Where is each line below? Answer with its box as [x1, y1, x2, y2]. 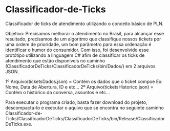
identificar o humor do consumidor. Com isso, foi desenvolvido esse [5, 47, 150, 53]
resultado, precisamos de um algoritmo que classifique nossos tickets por [5, 36, 161, 42]
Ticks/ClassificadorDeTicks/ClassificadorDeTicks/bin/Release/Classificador [5, 115, 165, 121]
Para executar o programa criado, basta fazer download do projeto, [5, 99, 147, 105]
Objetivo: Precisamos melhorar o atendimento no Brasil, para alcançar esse [5, 30, 164, 36]
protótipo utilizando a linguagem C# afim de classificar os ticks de [5, 52, 145, 58]
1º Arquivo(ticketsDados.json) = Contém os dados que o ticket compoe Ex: [5, 78, 163, 84]
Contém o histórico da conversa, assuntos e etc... [5, 89, 110, 95]
